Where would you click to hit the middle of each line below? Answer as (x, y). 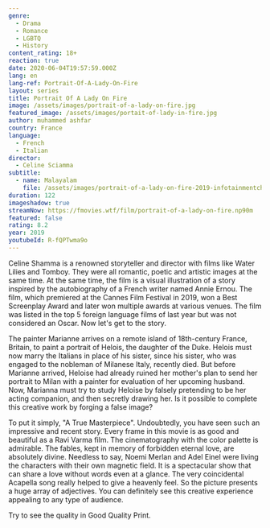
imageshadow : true (39, 203)
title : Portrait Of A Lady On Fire (68, 98)
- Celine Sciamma (45, 166)
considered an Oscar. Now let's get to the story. (88, 323)
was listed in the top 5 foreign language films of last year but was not (123, 314)
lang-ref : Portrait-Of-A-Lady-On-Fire (73, 83)
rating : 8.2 (28, 225)
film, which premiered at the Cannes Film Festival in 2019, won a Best (123, 297)
